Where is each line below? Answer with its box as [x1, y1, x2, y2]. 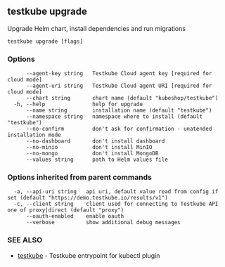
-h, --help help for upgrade [13, 101, 143, 108]
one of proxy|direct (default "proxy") [7, 207, 124, 214]
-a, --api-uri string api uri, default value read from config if [13, 188, 219, 195]
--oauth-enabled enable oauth [25, 213, 124, 220]
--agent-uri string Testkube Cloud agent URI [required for [25, 82, 212, 90]
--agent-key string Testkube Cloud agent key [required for [25, 70, 212, 77]
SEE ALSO [7, 235, 43, 245]
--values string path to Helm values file [25, 156, 169, 164]
